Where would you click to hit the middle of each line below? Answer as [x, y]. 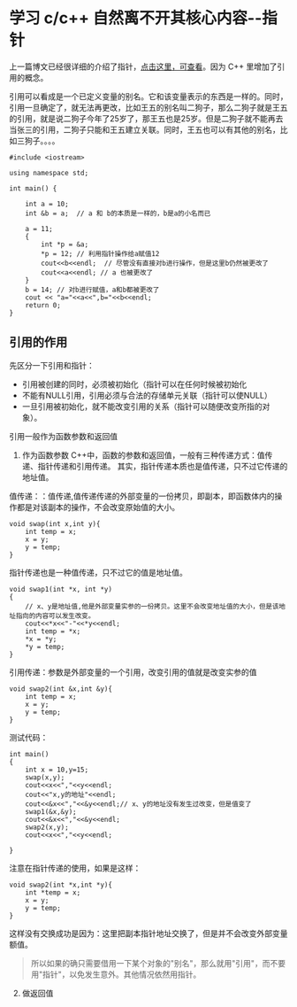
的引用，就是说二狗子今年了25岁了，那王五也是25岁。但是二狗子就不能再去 [146, 118]
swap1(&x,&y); [51, 811]
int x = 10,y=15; [57, 770]
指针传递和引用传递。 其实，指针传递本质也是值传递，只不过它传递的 [163, 466]
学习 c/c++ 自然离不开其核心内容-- [136, 18]
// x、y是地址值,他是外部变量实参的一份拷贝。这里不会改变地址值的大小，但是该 [152, 606]
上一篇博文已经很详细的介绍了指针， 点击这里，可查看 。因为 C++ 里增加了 [143, 66]
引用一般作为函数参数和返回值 [63, 436]
